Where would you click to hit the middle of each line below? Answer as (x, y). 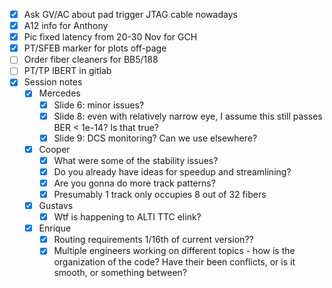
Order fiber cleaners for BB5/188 (91, 60)
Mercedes (59, 93)
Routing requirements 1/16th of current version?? (153, 240)
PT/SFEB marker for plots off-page (95, 48)
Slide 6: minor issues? (99, 105)
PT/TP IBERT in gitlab (67, 71)
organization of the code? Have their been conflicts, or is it (174, 262)
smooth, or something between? (120, 273)
